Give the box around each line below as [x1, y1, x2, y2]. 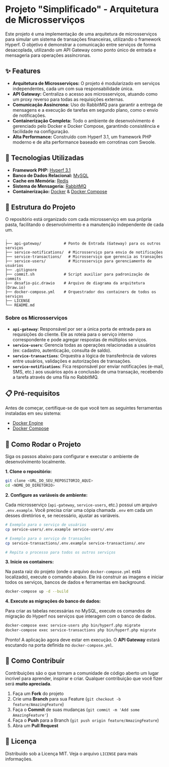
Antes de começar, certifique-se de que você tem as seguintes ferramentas [5, 405, 162, 411]
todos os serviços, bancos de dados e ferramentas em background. [5, 579, 146, 585]
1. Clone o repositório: [5, 469, 52, 475]
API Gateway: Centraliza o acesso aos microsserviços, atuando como [12, 91, 158, 97]
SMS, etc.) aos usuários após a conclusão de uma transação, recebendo [12, 368, 163, 374]
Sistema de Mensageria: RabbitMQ [12, 183, 87, 189]
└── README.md [5, 303, 35, 308]
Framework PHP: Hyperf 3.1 [12, 167, 71, 173]
